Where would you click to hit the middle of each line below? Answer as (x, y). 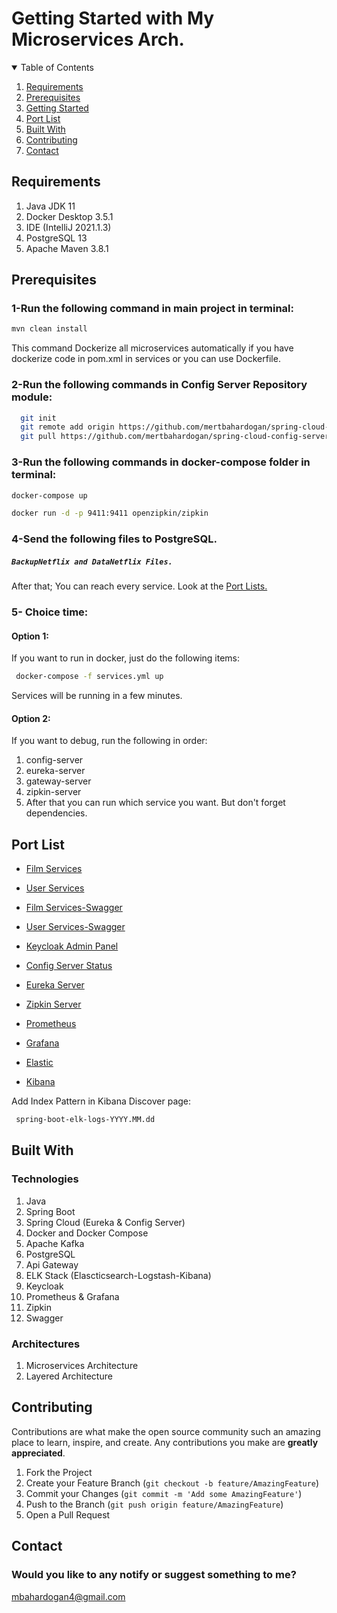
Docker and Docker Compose (87, 1233)
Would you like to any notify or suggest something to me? (154, 1575)
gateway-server (58, 781)
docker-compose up (49, 495)
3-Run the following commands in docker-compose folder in (161, 462)
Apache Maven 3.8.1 (67, 248)
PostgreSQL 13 (56, 238)
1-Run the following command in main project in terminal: (152, 309)
